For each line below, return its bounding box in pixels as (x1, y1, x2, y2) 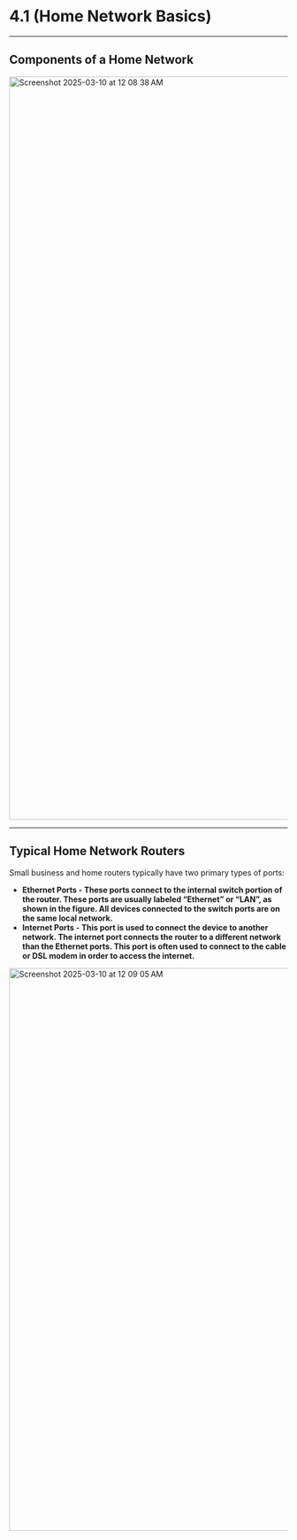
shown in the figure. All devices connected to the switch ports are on (21, 903, 281, 914)
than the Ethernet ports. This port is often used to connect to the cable (21, 941, 287, 952)
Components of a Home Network (9, 52, 194, 67)
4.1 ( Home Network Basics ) (9, 6, 212, 27)
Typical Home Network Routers (9, 844, 186, 859)
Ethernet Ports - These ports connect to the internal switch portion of (21, 884, 283, 895)
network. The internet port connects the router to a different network (21, 931, 281, 942)
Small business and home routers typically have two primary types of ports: (9, 867, 285, 878)
